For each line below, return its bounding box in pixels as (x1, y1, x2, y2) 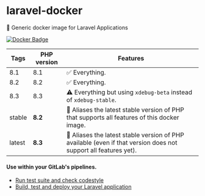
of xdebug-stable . (66, 95, 117, 104)
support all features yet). (66, 146, 137, 154)
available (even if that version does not (66, 138, 178, 147)
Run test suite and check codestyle (15, 176, 104, 184)
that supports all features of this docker (66, 113, 179, 122)
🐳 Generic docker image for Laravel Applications (6, 24, 128, 31)
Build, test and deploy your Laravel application (15, 183, 132, 191)
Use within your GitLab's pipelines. (6, 163, 97, 170)
